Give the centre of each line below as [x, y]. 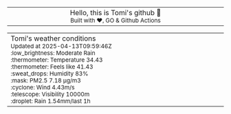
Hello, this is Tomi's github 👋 [115, 13]
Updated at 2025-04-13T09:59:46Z [61, 46]
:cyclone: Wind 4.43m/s [43, 88]
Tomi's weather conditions [53, 38]
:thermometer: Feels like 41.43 [52, 67]
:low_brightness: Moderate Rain [53, 53]
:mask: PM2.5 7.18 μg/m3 [46, 81]
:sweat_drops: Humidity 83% [49, 74]
